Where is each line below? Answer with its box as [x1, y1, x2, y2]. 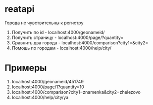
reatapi [4, 3, 35, 15]
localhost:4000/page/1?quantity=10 [11, 84, 85, 90]
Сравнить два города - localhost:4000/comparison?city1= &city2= [11, 39, 149, 45]
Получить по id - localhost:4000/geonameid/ [11, 29, 105, 35]
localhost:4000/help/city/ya [11, 94, 69, 100]
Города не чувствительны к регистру [4, 20, 84, 26]
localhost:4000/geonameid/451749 [11, 78, 84, 84]
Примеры [4, 63, 47, 73]
